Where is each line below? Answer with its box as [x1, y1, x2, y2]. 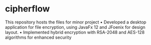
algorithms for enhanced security [5, 34, 72, 40]
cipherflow [5, 3, 50, 14]
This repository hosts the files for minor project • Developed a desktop [5, 19, 147, 25]
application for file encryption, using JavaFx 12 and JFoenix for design [5, 24, 146, 30]
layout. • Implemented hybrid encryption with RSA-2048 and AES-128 [5, 29, 145, 35]
